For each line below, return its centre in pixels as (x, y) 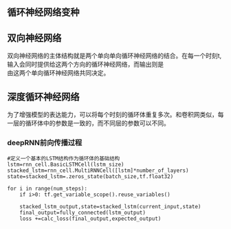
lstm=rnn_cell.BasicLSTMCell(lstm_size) (66, 165)
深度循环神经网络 (43, 97)
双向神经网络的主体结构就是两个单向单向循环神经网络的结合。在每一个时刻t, (114, 56)
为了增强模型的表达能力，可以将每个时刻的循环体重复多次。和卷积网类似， (112, 115)
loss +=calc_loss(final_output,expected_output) (90, 219)
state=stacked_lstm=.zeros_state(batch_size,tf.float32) (90, 177)
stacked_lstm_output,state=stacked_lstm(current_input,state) (110, 207)
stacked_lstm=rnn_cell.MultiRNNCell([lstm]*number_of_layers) (98, 171)
